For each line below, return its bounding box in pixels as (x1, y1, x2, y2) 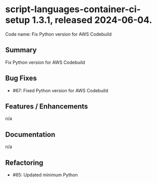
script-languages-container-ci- (5, 4, 141, 15)
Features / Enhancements (5, 102, 88, 111)
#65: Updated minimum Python (12, 172, 78, 178)
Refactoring (5, 158, 44, 167)
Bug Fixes (5, 74, 37, 83)
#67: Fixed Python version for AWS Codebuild (12, 87, 108, 93)
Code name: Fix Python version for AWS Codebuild (5, 31, 112, 37)
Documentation (5, 130, 56, 139)
